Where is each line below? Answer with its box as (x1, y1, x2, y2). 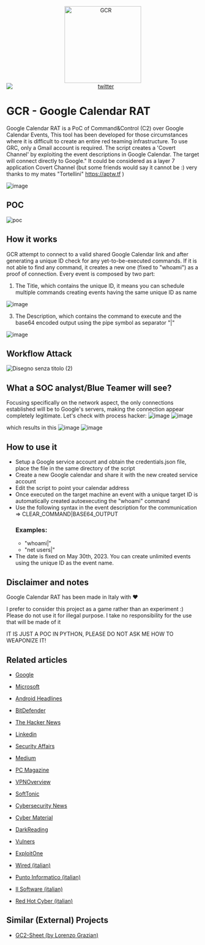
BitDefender (15, 706, 46, 714)
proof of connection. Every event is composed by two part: (6, 270, 155, 277)
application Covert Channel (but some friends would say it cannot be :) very (6, 164, 198, 171)
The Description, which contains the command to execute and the (15, 312, 182, 320)
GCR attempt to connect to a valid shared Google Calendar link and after (6, 250, 188, 258)
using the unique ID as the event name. (15, 559, 114, 567)
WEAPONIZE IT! (6, 637, 47, 644)
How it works (6, 234, 58, 245)
